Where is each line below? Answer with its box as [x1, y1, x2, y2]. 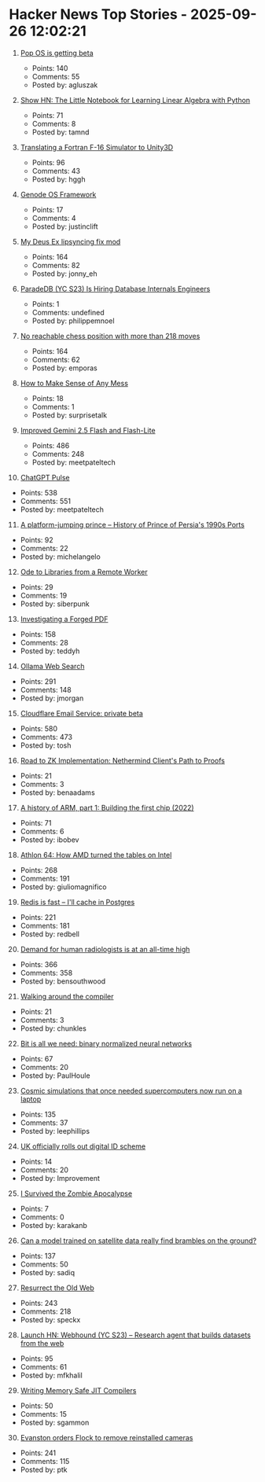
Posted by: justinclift [31, 222, 98, 231]
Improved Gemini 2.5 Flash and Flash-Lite [20, 425, 156, 435]
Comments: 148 [20, 685, 72, 694]
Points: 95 [20, 1354, 53, 1363]
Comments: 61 [20, 1362, 68, 1371]
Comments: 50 [20, 1260, 69, 1269]
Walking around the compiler [20, 991, 114, 1001]
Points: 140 [31, 63, 68, 72]
